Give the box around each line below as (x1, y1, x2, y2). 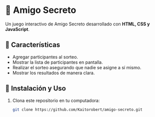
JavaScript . (5, 26, 30, 32)
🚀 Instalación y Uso (5, 84, 66, 93)
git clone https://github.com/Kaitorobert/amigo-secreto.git (12, 107, 143, 112)
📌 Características (5, 41, 60, 49)
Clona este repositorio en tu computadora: (12, 97, 100, 104)
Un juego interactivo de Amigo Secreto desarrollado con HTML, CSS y (5, 21, 150, 27)
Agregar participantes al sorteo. (12, 54, 78, 60)
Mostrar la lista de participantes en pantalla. (12, 59, 103, 65)
